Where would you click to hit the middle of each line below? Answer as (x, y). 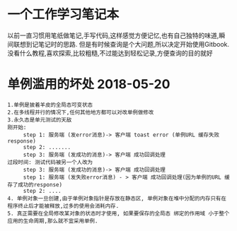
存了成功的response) (35, 184)
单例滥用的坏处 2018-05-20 (89, 84)
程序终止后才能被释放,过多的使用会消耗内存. (63, 206)
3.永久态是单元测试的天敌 (40, 120)
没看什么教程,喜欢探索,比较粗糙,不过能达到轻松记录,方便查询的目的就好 (110, 53)
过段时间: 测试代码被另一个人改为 (50, 162)
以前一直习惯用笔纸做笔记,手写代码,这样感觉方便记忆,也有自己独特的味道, (113, 35)
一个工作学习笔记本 (63, 14)
